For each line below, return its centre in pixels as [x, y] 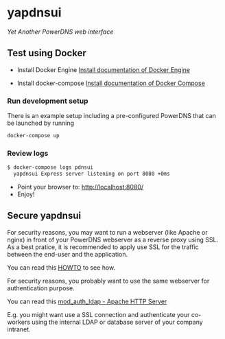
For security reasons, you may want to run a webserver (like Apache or [107, 232]
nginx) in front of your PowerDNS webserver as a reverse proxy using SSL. [113, 239]
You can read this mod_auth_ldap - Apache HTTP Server [87, 301]
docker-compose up [33, 136]
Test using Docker [47, 53]
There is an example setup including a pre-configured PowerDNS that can [111, 116]
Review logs [28, 153]
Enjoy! [26, 194]
